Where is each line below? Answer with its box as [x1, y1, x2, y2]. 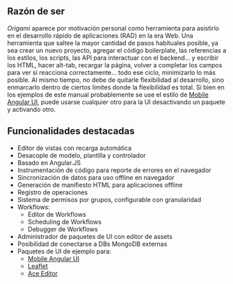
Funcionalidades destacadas [7, 125, 135, 137]
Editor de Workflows [27, 210, 86, 218]
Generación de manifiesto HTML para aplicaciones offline [17, 181, 183, 189]
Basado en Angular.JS [17, 158, 81, 167]
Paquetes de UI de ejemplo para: [17, 247, 112, 256]
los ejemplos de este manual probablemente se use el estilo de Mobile [7, 90, 209, 99]
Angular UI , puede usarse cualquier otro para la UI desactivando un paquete [7, 97, 226, 106]
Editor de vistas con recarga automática [17, 144, 132, 152]
